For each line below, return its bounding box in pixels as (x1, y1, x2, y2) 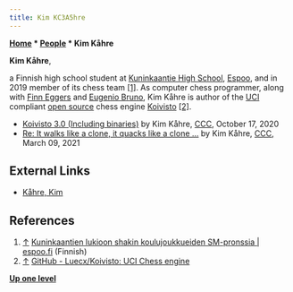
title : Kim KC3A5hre (9, 13, 87, 22)
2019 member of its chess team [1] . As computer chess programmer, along (9, 82, 284, 92)
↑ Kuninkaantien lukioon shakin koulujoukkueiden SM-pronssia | (21, 236, 261, 247)
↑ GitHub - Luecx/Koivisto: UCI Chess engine (21, 256, 190, 267)
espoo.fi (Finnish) (21, 246, 88, 257)
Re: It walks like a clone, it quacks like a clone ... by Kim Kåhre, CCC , (21, 127, 274, 139)
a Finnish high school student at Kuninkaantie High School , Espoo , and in (9, 73, 278, 83)
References (9, 212, 75, 228)
